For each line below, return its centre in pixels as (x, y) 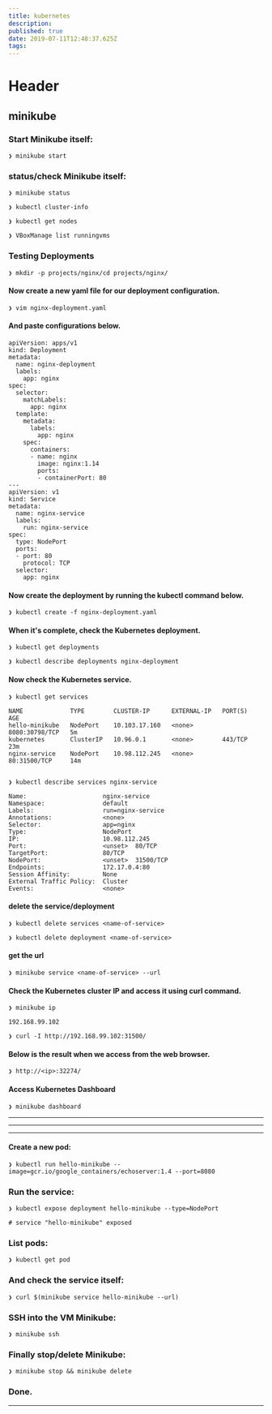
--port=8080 (195, 1171)
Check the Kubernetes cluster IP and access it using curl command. (125, 991)
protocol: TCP (47, 563)
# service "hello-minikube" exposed (70, 1223)
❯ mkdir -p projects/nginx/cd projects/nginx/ (88, 273)
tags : (17, 46)
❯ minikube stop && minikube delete (70, 1372)
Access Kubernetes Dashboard (62, 1090)
